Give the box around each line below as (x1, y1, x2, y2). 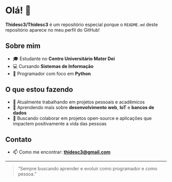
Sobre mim (5, 42, 41, 50)
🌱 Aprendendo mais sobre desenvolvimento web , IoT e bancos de (12, 104, 155, 110)
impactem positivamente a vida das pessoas (12, 120, 106, 126)
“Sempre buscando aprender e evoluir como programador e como (17, 166, 158, 172)
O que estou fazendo (5, 85, 73, 94)
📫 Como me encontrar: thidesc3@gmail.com (12, 149, 111, 155)
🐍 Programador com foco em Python (12, 70, 91, 76)
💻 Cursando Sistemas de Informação (12, 63, 94, 69)
